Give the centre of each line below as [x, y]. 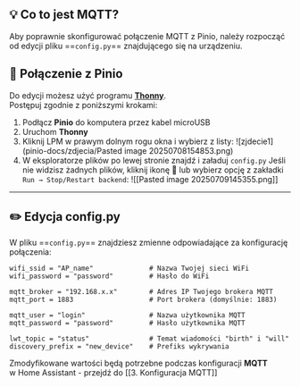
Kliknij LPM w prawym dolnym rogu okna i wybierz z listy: [128, 141]
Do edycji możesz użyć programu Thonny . [88, 95]
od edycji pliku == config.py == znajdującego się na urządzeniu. [126, 46]
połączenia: [30, 252]
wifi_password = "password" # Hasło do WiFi [109, 276]
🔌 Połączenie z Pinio [66, 74]
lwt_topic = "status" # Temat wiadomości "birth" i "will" [150, 339]
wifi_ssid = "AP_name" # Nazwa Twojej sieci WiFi [129, 269]
